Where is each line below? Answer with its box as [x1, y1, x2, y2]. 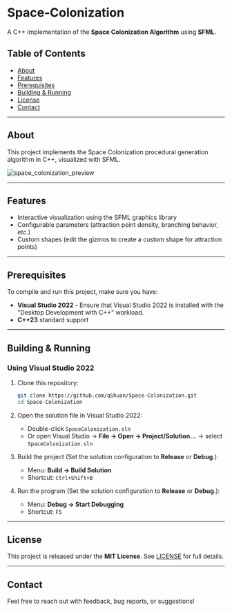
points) [17, 243, 38, 251]
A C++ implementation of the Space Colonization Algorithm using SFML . [7, 28, 217, 36]
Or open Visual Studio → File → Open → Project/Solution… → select [27, 432, 223, 440]
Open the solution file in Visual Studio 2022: [17, 411, 143, 419]
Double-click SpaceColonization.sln [27, 424, 131, 433]
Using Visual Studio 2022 [7, 363, 95, 373]
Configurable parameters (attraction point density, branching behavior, [17, 221, 219, 229]
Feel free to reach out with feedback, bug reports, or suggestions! [7, 597, 195, 606]
